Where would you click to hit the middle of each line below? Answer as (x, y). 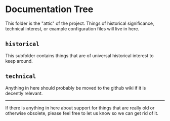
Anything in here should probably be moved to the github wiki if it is (76, 88)
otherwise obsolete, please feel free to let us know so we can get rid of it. (82, 113)
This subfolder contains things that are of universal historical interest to (79, 55)
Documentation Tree (49, 9)
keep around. (19, 61)
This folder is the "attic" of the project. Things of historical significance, (80, 23)
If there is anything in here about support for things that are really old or (80, 108)
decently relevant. (24, 93)
